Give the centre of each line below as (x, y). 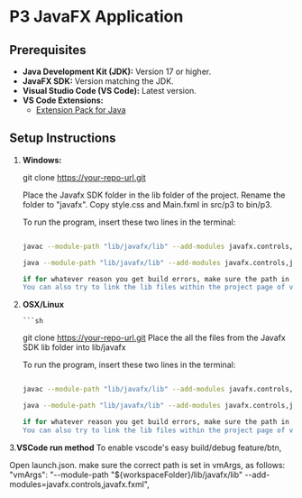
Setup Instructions (63, 138)
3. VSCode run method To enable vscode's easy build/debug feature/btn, (146, 447)
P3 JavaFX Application (96, 17)
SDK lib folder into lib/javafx (74, 347)
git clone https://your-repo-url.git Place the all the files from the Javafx (154, 338)
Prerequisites (48, 50)
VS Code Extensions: (63, 100)
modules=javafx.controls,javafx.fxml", (80, 484)
